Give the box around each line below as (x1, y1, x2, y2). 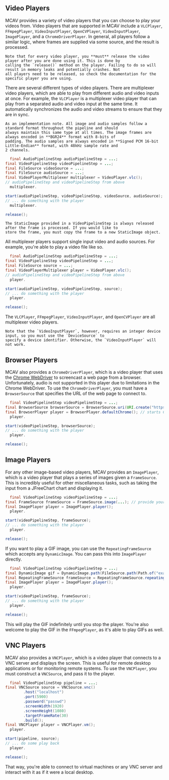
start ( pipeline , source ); (5, 736, 59, 741)
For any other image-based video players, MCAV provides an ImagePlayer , (5, 469, 159, 475)
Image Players (5, 455, 51, 464)
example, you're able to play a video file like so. (5, 244, 104, 250)
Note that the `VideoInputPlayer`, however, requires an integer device (5, 329, 161, 334)
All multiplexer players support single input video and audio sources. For (5, 239, 155, 245)
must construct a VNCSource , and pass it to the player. (5, 670, 115, 676)
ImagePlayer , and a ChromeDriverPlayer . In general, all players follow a (5, 33, 150, 39)
